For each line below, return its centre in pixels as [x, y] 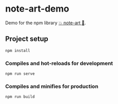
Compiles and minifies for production [52, 86]
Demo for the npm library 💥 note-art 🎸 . [46, 23]
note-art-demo [37, 9]
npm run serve [20, 74]
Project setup [27, 39]
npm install [18, 50]
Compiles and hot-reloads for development [59, 63]
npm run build [20, 97]
